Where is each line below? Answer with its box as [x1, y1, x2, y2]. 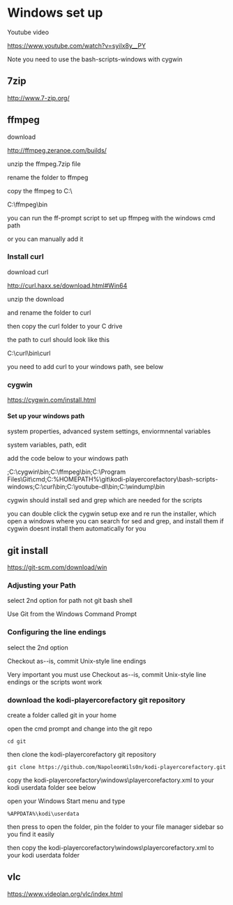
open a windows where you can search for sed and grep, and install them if [7, 517, 225, 525]
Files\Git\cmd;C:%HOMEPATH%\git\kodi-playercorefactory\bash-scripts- [7, 475, 218, 484]
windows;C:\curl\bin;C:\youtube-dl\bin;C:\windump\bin [7, 483, 165, 491]
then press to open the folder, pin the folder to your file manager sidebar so [7, 823, 224, 831]
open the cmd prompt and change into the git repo [7, 724, 153, 733]
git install [7, 544, 49, 556]
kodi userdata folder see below [7, 784, 96, 792]
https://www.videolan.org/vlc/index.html [7, 890, 123, 898]
